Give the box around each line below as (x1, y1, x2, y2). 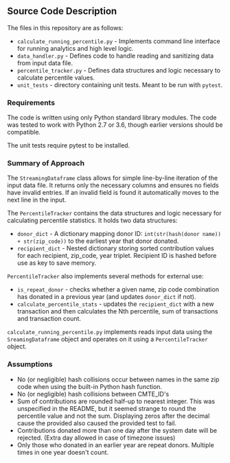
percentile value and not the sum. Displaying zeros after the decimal (16, 412, 210, 420)
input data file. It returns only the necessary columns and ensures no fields (7, 181, 219, 189)
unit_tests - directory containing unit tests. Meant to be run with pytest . (16, 80, 223, 88)
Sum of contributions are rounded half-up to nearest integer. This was (16, 397, 215, 405)
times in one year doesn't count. (16, 448, 108, 456)
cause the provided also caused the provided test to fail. (16, 418, 177, 427)
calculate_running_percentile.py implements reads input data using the (7, 328, 213, 336)
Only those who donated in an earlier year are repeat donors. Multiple (16, 440, 214, 449)
